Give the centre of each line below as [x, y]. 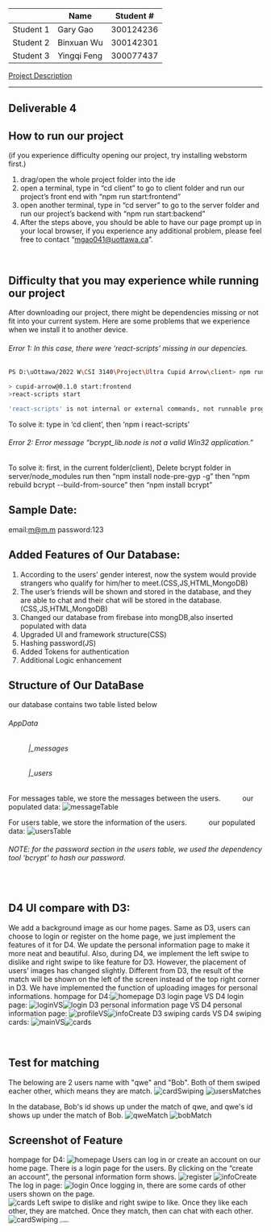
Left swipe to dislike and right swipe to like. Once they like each [142, 1203]
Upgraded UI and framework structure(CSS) [93, 634]
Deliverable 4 [42, 108]
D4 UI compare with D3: [69, 908]
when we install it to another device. [69, 330]
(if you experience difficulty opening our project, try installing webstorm [128, 156]
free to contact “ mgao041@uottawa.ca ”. [86, 239]
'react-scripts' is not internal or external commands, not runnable [128, 409]
